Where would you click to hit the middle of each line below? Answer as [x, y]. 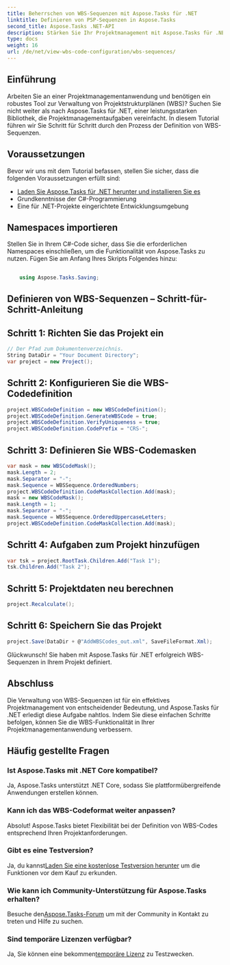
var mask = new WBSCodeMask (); [52, 466]
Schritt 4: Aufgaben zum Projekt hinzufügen [103, 545]
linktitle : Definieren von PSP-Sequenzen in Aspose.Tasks [91, 20]
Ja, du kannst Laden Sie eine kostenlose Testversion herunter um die [104, 865]
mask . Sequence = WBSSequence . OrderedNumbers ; [73, 485]
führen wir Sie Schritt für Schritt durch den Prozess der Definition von [105, 125]
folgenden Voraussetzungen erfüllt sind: [64, 178]
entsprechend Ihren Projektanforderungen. [67, 832]
